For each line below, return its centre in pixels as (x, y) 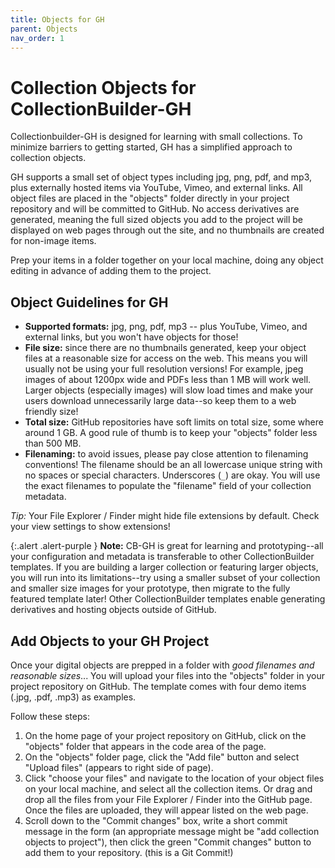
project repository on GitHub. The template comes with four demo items (158, 686)
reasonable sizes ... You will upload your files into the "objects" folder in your (167, 675)
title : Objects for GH (57, 19)
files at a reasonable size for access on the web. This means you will (166, 358)
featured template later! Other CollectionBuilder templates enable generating (168, 599)
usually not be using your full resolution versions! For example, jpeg (164, 369)
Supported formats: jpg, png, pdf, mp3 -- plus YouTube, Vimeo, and (166, 327)
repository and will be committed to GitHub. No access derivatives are (155, 209)
